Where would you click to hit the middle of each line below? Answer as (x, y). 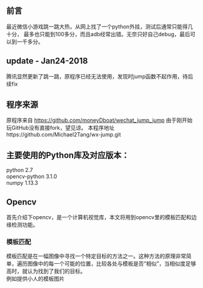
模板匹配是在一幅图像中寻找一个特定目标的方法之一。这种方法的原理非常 (96, 256)
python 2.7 (20, 170)
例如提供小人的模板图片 (35, 279)
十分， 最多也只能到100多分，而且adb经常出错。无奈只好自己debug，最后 (98, 34)
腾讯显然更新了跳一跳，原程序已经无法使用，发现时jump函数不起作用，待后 (100, 76)
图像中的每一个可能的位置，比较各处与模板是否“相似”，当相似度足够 (111, 264)
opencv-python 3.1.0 (32, 176)
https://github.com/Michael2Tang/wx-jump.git (64, 135)
